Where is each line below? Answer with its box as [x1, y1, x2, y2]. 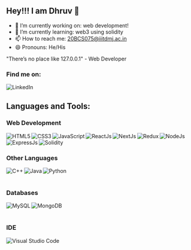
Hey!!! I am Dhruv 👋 [6, 6, 80, 16]
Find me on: [6, 70, 41, 78]
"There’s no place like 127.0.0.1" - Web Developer [6, 55, 127, 62]
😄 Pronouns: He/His [14, 43, 66, 51]
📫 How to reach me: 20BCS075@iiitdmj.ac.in [14, 35, 127, 42]
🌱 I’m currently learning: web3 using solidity [14, 28, 124, 35]
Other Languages [6, 154, 58, 162]
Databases [6, 189, 38, 197]
